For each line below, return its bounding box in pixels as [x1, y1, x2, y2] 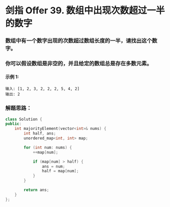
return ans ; [24, 187, 50, 193]
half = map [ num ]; [41, 168, 79, 174]
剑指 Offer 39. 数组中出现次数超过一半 [5, 5, 165, 16]
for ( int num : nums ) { [24, 145, 72, 150]
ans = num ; [41, 164, 66, 169]
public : [5, 121, 22, 126]
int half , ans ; [24, 131, 56, 136]
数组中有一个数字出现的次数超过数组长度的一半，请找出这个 [5, 37, 153, 44]
